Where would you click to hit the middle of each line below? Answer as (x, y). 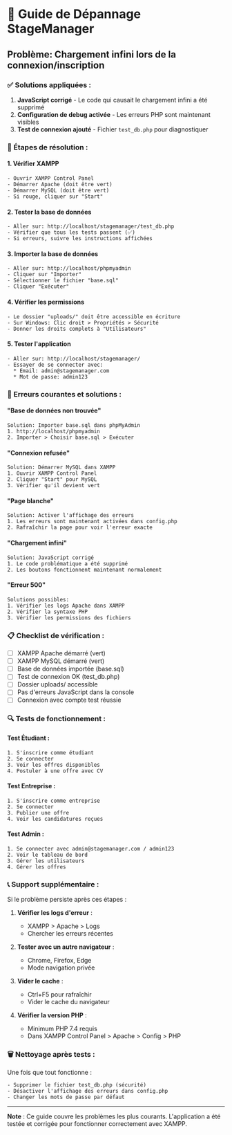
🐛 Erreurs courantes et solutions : (65, 394)
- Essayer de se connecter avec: (55, 365)
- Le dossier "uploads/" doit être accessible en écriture (94, 317)
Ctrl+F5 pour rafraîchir (59, 995)
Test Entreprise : (31, 786)
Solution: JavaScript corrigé (51, 557)
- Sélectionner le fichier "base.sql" (63, 281)
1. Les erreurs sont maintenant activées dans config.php (92, 522)
